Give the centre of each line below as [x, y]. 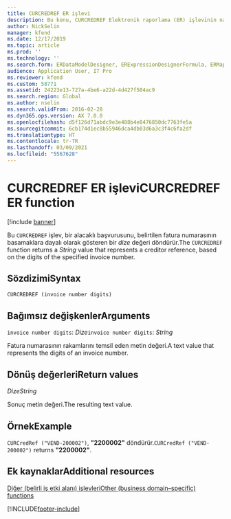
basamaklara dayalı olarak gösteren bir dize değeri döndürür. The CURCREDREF [115, 242]
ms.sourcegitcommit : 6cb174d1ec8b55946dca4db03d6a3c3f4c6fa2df [100, 129]
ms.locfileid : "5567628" [43, 154]
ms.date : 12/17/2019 [37, 39]
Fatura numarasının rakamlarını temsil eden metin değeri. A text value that [111, 346]
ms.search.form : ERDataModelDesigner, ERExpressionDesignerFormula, [107, 65]
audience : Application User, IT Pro [59, 71]
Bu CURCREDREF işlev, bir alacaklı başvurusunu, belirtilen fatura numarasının [112, 235]
